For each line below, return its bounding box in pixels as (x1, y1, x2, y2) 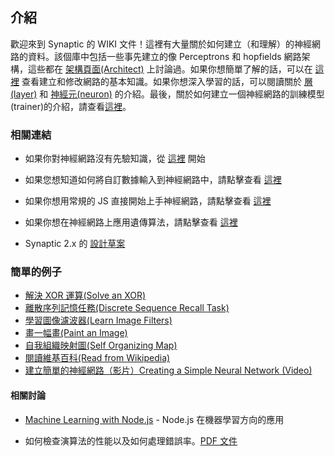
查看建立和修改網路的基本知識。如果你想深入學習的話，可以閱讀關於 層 (21, 75, 313, 87)
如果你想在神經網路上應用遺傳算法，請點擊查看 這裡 (24, 216, 238, 228)
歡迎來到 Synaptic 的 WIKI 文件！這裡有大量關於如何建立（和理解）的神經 (10, 38, 312, 50)
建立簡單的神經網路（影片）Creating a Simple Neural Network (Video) (24, 364, 313, 377)
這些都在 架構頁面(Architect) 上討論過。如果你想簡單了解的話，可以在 (27, 63, 313, 75)
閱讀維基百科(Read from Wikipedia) (24, 352, 171, 364)
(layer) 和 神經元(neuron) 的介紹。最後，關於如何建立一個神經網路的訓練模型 (10, 88, 325, 100)
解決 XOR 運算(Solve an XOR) (24, 289, 147, 302)
